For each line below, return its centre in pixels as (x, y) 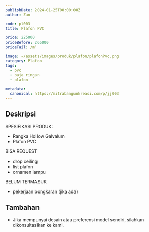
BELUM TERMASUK (26, 182)
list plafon (23, 166)
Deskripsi (21, 114)
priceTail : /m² (21, 47)
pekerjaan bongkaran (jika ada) (45, 191)
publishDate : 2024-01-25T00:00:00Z (43, 10)
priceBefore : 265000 (27, 43)
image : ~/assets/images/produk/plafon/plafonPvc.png (62, 56)
